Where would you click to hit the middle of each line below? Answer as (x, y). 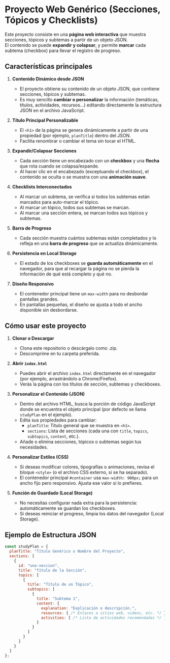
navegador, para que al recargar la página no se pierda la (79, 268)
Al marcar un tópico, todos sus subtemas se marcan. (75, 207)
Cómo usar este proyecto (46, 326)
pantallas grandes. (39, 299)
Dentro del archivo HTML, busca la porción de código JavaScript (88, 404)
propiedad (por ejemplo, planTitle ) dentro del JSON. (75, 135)
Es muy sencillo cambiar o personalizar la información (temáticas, (89, 99)
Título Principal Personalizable (45, 120)
